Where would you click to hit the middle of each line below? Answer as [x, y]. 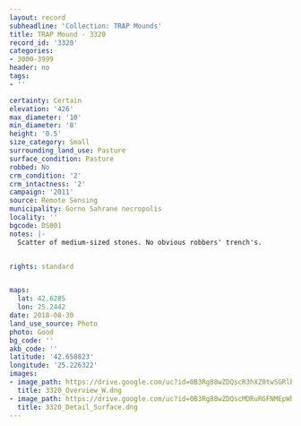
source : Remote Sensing [54, 201]
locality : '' [34, 217]
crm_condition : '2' [46, 176]
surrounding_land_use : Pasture [68, 151]
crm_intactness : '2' [48, 184]
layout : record [38, 17]
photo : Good [31, 332]
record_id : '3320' [43, 43]
